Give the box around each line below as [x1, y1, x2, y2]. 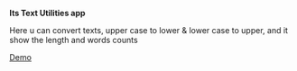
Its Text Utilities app [9, 8, 86, 18]
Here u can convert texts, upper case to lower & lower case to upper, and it [9, 25, 289, 35]
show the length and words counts [9, 35, 138, 45]
